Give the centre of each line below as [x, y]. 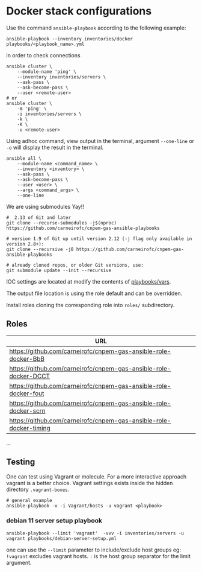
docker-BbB [27, 358]
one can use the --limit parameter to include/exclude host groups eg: [94, 550]
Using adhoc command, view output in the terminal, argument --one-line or [100, 141]
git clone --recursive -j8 [40, 249]
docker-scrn [27, 410]
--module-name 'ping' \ [47, 71]
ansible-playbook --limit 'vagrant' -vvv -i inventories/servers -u [95, 533]
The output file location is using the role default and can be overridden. [94, 293]
